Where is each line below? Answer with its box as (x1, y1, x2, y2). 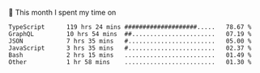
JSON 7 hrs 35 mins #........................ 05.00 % (8, 37, 252, 45)
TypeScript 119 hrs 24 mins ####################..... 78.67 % (8, 23, 252, 31)
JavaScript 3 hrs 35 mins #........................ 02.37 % (8, 44, 252, 52)
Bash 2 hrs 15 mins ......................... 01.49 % (8, 51, 252, 59)
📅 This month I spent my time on (8, 8, 117, 17)
